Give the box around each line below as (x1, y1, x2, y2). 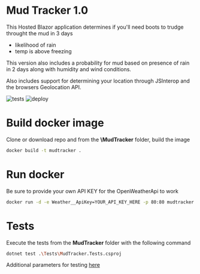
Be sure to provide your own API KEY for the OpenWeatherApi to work (6, 187, 178, 194)
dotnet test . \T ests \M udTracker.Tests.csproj (6, 251, 122, 257)
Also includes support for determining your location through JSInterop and (6, 77, 190, 84)
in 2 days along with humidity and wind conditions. (6, 65, 132, 72)
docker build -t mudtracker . (6, 147, 82, 153)
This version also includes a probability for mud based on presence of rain (6, 59, 190, 66)
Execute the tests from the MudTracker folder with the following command (6, 239, 191, 246)
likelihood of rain (14, 41, 56, 48)
